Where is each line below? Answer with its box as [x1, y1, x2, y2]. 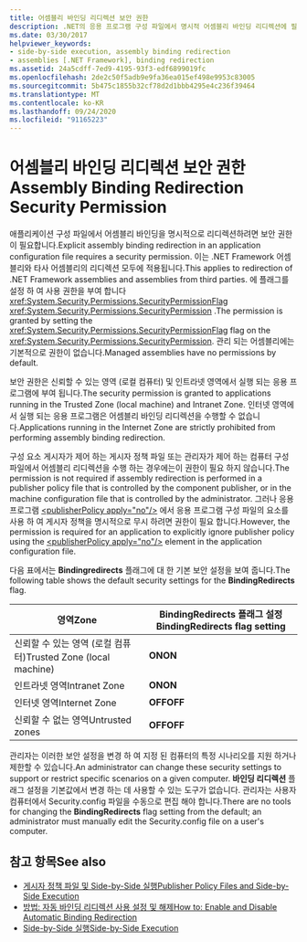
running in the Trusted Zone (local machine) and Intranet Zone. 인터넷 [9, 399, 270, 410]
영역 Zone [57, 614, 98, 627]
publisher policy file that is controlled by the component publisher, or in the [9, 482, 292, 493]
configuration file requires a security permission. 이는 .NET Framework [9, 251, 275, 262]
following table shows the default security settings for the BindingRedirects [9, 575, 295, 586]
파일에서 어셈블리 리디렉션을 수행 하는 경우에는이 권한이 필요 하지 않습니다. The [9, 462, 290, 473]
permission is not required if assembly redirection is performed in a [9, 472, 263, 484]
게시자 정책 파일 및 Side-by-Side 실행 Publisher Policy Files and [22, 880, 254, 891]
